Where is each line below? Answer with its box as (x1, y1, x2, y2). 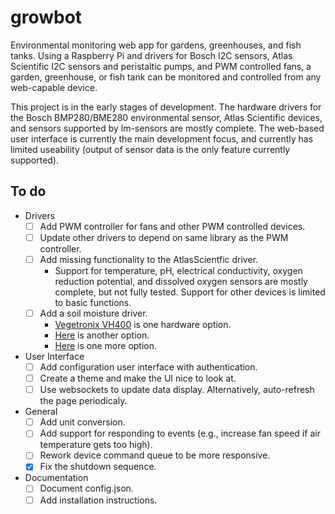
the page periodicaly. (39, 395, 128, 407)
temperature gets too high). (39, 439, 153, 451)
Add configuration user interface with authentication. (39, 361, 258, 373)
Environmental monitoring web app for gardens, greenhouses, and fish (10, 39, 302, 51)
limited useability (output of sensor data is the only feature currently (10, 143, 291, 155)
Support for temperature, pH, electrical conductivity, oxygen (54, 264, 303, 276)
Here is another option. (54, 329, 150, 341)
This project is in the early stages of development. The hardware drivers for (10, 101, 322, 113)
